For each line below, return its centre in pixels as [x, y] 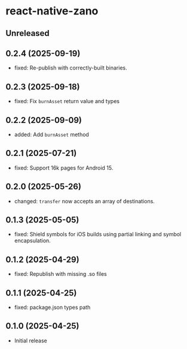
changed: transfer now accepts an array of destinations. [84, 201]
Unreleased [28, 33]
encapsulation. [33, 240]
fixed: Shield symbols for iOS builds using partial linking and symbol [98, 234]
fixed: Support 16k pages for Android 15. [64, 168]
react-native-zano [52, 11]
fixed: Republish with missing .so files [60, 274]
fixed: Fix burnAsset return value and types [67, 101]
